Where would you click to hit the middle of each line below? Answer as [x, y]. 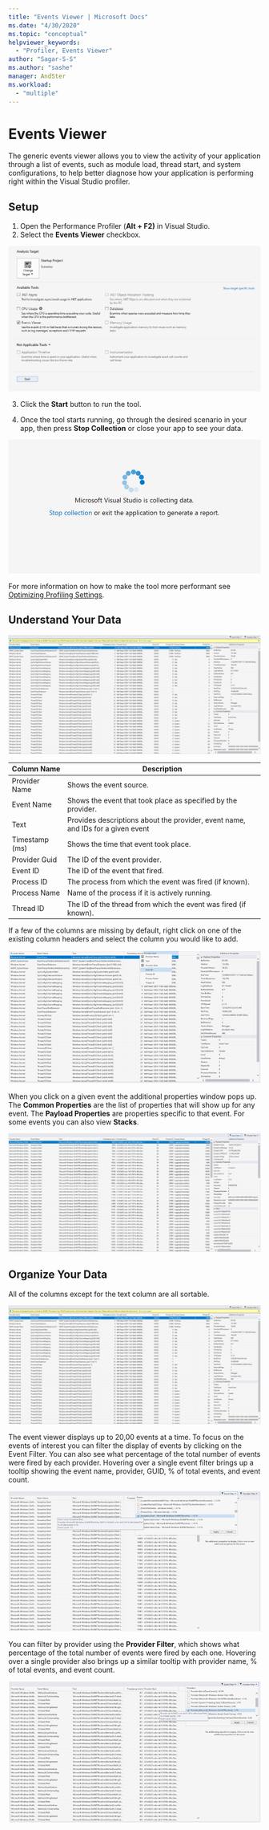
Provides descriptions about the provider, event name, [156, 820]
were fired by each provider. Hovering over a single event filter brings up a [131, 1462]
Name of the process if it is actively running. [139, 893]
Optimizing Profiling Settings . [56, 595]
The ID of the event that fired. [115, 870]
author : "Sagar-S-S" [43, 59]
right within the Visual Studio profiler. [69, 181]
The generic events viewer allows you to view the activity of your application [134, 156]
